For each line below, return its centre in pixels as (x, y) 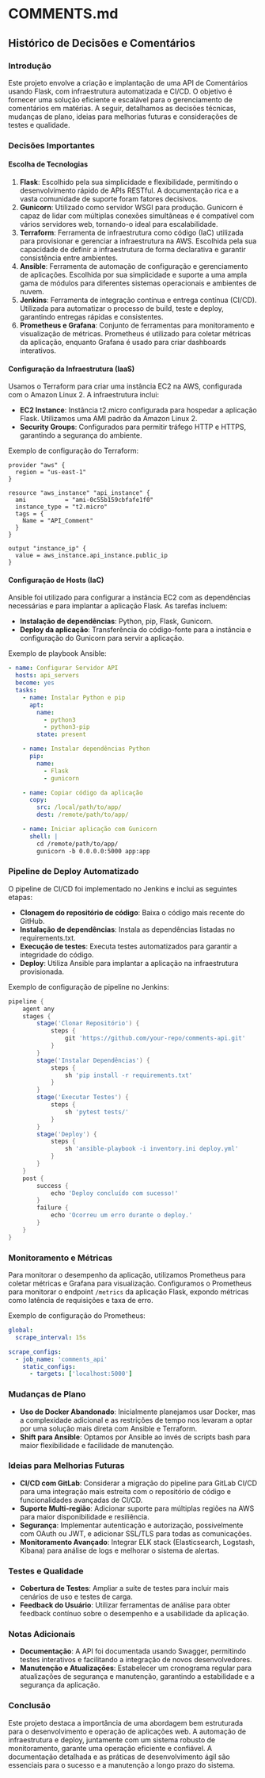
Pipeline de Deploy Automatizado (74, 872)
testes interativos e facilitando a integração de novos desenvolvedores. (136, 1660)
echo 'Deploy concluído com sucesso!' (114, 1193)
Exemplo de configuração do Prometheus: (77, 1316)
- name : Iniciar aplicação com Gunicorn (90, 830)
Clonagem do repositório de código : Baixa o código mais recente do (132, 912)
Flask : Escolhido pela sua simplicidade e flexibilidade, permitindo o (129, 182)
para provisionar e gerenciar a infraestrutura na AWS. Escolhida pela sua (138, 241)
